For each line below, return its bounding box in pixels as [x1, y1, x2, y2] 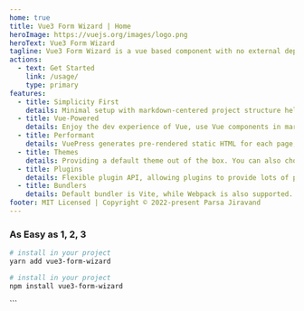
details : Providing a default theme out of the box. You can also [25, 155, 281, 165]
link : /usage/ [25, 72, 79, 81]
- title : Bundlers [17, 182, 88, 191]
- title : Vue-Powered [17, 114, 100, 123]
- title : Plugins [17, 165, 83, 174]
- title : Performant [17, 131, 95, 140]
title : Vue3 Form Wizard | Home [9, 22, 131, 31]
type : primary [25, 80, 79, 90]
